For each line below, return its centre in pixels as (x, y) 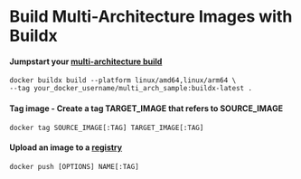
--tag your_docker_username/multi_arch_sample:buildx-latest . (131, 89)
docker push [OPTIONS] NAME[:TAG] (75, 166)
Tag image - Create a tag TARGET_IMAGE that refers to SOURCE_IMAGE (146, 108)
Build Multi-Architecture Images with (151, 17)
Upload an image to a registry (66, 147)
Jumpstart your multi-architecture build (86, 61)
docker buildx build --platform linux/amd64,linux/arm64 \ (123, 80)
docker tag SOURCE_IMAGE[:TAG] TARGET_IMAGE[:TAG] (107, 127)
